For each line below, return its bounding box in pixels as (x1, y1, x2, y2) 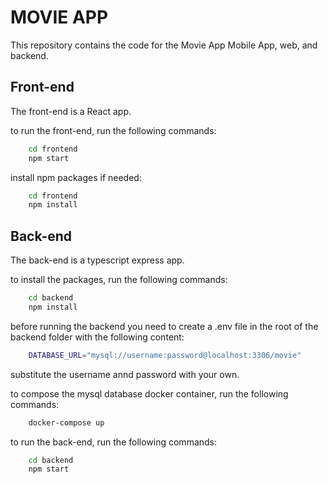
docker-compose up (28, 417, 105, 428)
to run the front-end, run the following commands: (10, 124, 217, 136)
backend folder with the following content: (10, 331, 185, 343)
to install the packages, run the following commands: (10, 274, 228, 286)
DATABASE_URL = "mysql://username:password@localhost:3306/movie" (28, 350, 302, 360)
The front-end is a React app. (10, 105, 132, 117)
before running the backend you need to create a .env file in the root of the (10, 320, 319, 332)
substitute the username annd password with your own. (10, 368, 240, 380)
